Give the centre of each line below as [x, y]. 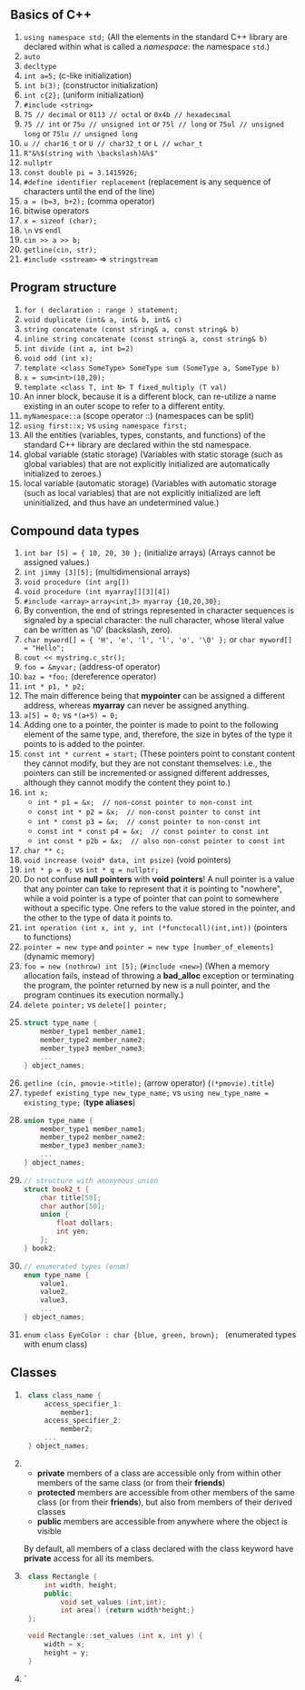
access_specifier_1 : [83, 1404]
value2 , [54, 1292]
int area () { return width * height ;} [128, 1610]
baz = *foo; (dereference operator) [90, 677]
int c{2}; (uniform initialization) [84, 94]
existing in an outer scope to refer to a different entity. [124, 406]
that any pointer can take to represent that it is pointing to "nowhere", [152, 889]
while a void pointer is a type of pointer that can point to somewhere [151, 899]
